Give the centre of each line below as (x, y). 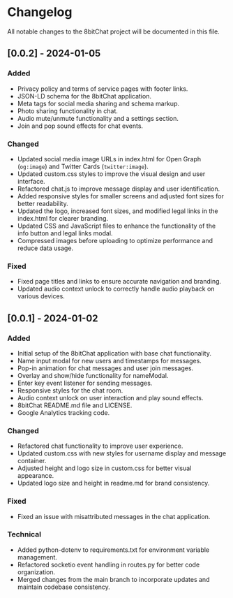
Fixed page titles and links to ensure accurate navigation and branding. (119, 282)
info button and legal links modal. (65, 233)
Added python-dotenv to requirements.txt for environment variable (113, 550)
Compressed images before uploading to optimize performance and (115, 240)
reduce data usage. (45, 248)
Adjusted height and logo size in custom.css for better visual (104, 468)
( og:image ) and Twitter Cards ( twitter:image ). (83, 166)
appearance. (36, 476)
